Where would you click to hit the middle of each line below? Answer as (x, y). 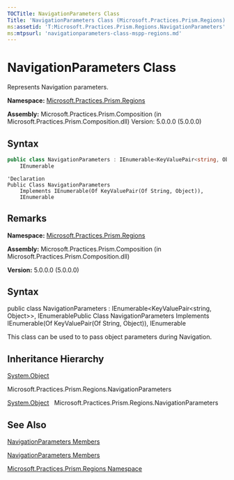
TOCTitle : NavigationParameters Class (63, 14)
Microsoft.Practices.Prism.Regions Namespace (75, 468)
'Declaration (26, 179)
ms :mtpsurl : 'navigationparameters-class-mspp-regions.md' (95, 33)
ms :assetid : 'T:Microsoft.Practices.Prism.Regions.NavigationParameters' (117, 27)
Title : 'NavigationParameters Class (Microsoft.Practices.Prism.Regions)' (118, 20)
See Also (27, 424)
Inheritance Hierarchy (56, 359)
